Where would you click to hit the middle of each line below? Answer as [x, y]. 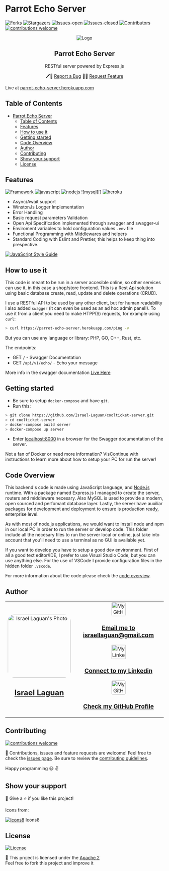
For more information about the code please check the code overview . [78, 576]
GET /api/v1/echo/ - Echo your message [55, 363]
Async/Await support [34, 202]
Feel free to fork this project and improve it [50, 863]
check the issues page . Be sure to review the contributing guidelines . [77, 758]
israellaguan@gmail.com [118, 635]
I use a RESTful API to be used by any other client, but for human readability [84, 303]
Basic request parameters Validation [50, 218]
